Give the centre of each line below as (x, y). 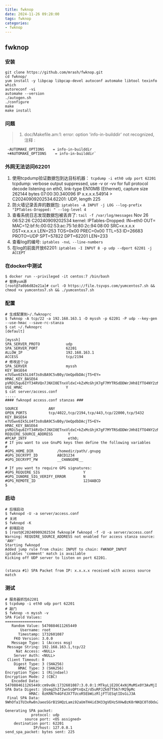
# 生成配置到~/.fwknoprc (28, 314)
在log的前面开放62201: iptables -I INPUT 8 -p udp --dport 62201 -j (82, 248)
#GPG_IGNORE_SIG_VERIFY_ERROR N (45, 476)
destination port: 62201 (39, 723)
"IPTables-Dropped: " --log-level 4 (49, 210)
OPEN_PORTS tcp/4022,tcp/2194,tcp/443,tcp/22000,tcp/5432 (75, 413)
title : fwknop (19, 9)
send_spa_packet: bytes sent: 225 (40, 732)
